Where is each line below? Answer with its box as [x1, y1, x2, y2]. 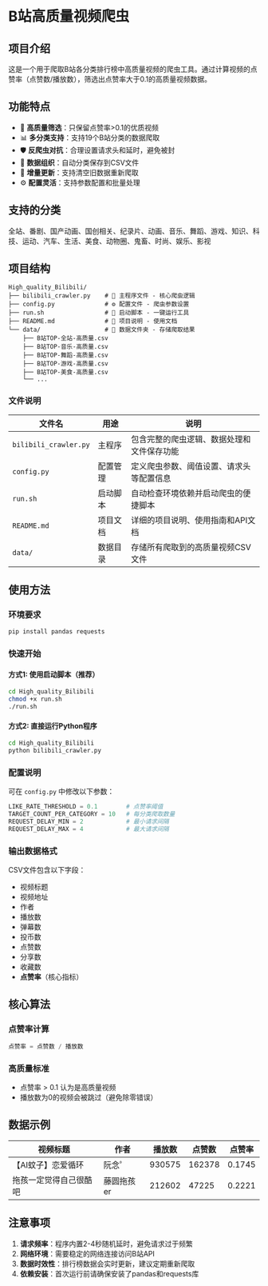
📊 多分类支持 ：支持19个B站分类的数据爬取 [19, 133, 160, 142]
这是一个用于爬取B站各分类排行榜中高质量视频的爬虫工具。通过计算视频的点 [8, 65, 258, 74]
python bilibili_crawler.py [8, 747, 102, 755]
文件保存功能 [130, 445, 179, 457]
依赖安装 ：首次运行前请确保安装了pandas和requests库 [19, 1268, 199, 1278]
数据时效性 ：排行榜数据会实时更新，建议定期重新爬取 [19, 1259, 195, 1268]
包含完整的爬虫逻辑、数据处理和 [130, 433, 251, 445]
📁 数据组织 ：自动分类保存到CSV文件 [19, 158, 140, 167]
